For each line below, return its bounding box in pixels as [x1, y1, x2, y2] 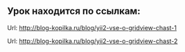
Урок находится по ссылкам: [7, 5, 141, 17]
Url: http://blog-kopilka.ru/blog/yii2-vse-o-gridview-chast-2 [7, 37, 178, 45]
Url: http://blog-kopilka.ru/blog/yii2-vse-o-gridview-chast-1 [7, 23, 177, 31]
